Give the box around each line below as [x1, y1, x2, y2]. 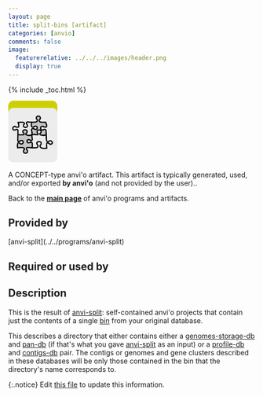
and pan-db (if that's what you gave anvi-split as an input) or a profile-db [8, 339, 245, 349]
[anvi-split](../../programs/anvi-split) [8, 237, 125, 247]
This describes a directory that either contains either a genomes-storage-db [8, 331, 255, 340]
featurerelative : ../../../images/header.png [15, 54, 167, 62]
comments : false [8, 38, 61, 46]
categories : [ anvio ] [8, 29, 76, 37]
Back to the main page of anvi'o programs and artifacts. [8, 193, 190, 203]
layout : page [8, 13, 51, 20]
